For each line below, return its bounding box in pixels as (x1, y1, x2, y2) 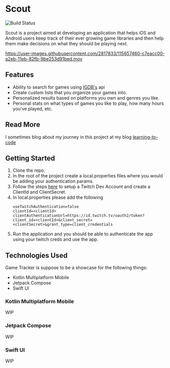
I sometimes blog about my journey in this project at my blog (5, 134, 132, 140)
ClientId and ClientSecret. (12, 189, 66, 195)
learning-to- (132, 134, 158, 140)
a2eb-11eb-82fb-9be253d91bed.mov (5, 55, 83, 62)
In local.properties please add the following (12, 194, 103, 201)
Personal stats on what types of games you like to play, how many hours (12, 100, 164, 106)
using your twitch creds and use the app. (12, 236, 98, 242)
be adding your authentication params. (12, 178, 94, 185)
